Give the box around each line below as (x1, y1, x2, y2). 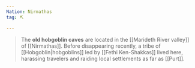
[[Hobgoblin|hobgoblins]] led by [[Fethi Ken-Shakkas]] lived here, (20, 48, 183, 55)
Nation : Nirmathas (6, 8, 52, 15)
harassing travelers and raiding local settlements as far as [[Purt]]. (20, 55, 185, 62)
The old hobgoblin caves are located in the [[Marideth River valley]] (20, 36, 190, 43)
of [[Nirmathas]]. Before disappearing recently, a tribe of (20, 42, 161, 50)
